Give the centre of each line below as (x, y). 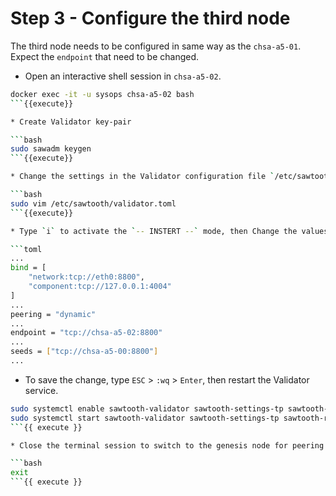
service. (41, 390)
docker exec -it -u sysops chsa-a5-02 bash (102, 94)
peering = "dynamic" (53, 314)
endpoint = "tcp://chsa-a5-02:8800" (86, 333)
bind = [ (28, 268)
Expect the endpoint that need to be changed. (105, 56)
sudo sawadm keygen (51, 149)
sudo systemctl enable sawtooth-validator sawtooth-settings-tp (147, 408)
